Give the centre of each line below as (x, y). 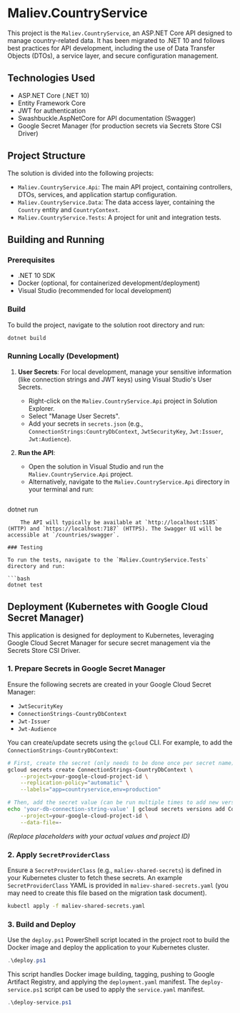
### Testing (25, 547)
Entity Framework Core (51, 103)
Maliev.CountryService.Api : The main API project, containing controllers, (125, 186)
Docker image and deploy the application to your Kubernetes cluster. (109, 947)
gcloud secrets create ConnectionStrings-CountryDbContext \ (100, 769)
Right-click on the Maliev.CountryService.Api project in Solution (123, 401)
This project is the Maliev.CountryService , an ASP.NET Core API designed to (120, 33)
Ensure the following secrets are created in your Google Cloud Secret (110, 684)
